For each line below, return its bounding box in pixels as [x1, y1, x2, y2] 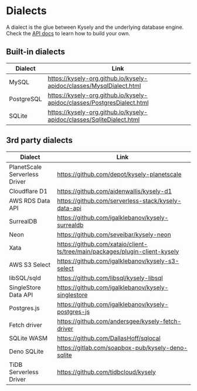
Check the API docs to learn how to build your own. [6, 29, 130, 36]
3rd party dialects [6, 135, 73, 145]
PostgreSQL [9, 95, 42, 103]
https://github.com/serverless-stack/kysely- [56, 196, 182, 205]
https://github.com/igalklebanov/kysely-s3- [56, 257, 179, 265]
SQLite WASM [9, 334, 48, 342]
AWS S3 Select [9, 260, 51, 269]
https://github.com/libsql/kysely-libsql [56, 273, 163, 282]
